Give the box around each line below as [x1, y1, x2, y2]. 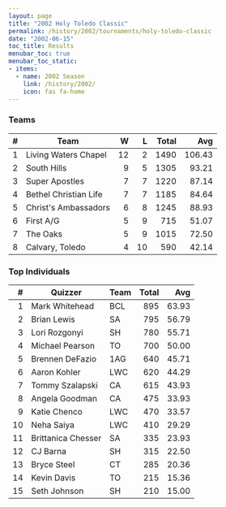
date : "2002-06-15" [8, 34, 75, 43]
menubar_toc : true [8, 50, 70, 58]
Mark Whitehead [31, 300, 95, 311]
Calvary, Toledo [25, 241, 87, 253]
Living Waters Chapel [25, 149, 107, 160]
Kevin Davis [31, 472, 76, 483]
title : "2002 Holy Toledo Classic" [8, 19, 129, 28]
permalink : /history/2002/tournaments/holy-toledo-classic [8, 27, 212, 35]
